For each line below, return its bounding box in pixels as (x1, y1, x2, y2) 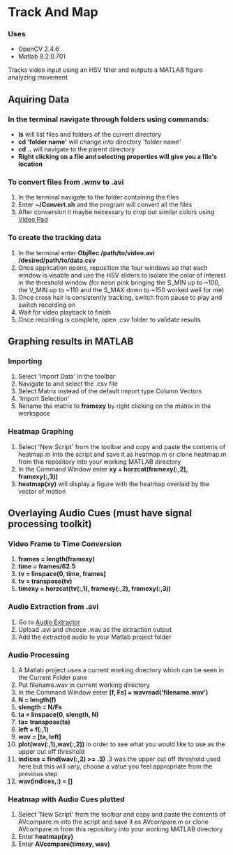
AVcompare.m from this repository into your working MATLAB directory (17, 825, 223, 833)
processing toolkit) (8, 518, 92, 530)
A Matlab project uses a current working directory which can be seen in (17, 666, 225, 674)
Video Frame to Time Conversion (8, 539, 121, 549)
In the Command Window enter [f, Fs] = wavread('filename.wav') (17, 688, 209, 697)
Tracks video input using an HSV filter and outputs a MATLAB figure (8, 66, 203, 74)
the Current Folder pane (17, 674, 88, 682)
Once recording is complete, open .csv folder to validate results (17, 315, 201, 324)
